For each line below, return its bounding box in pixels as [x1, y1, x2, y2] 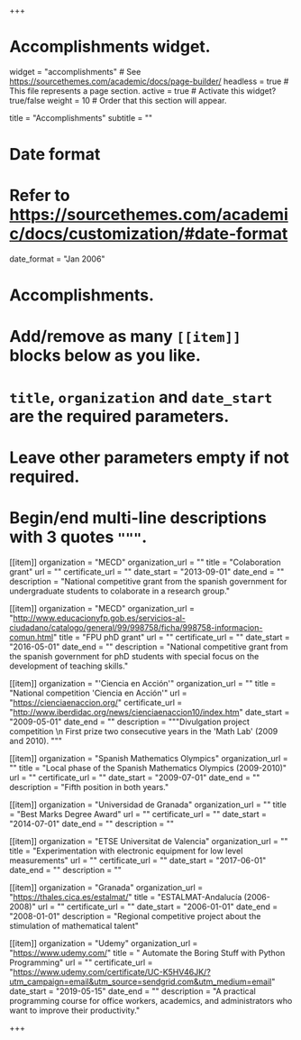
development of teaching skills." [9, 660, 129, 671]
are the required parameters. [9, 406, 230, 427]
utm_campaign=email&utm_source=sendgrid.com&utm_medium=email [9, 976, 272, 987]
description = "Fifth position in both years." [9, 781, 169, 792]
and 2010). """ [9, 735, 63, 746]
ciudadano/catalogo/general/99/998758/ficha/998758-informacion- [9, 621, 263, 632]
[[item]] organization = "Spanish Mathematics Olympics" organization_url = [9, 752, 288, 763]
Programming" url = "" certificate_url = [9, 957, 153, 968]
